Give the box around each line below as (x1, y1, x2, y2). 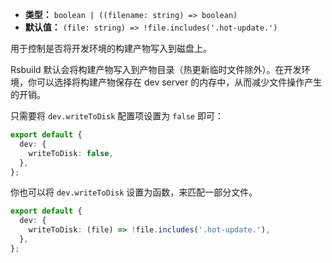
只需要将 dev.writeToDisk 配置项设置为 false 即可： (10, 110, 224, 122)
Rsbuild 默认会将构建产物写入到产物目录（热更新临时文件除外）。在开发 (10, 64, 302, 75)
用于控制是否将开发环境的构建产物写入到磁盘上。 (10, 43, 212, 54)
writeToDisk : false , (28, 148, 114, 158)
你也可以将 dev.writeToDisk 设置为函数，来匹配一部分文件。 (10, 186, 258, 198)
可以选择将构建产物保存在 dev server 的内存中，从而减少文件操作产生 (36, 76, 323, 88)
